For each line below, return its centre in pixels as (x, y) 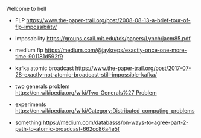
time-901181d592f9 (39, 56)
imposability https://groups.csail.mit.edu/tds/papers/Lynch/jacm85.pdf (103, 38)
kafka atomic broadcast (44, 68)
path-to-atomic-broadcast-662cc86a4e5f (67, 129)
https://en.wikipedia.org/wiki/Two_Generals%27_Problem (86, 93)
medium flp (29, 50)
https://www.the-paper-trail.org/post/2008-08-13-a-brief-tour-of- (109, 20)
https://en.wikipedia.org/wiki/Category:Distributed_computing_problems (105, 111)
